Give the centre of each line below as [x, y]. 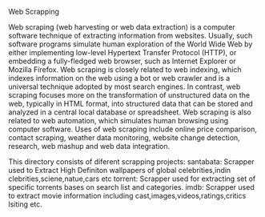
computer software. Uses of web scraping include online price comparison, [133, 129]
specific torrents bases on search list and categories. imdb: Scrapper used [131, 187]
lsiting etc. [25, 204]
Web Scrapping [34, 12]
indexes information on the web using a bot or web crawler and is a [119, 78]
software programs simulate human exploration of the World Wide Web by [130, 44]
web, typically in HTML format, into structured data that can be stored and [131, 104]
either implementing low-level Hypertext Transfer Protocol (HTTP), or [122, 52]
